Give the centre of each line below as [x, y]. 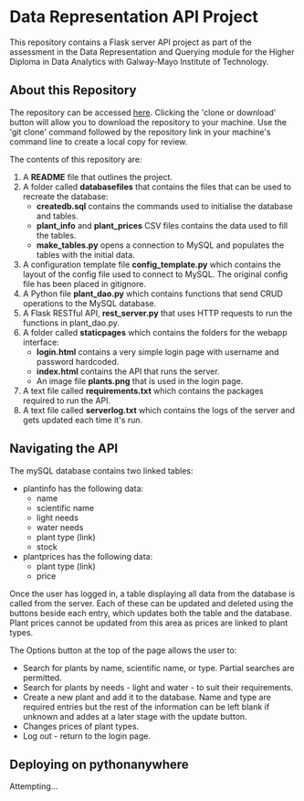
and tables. [58, 216]
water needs [60, 527]
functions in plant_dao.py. [71, 323]
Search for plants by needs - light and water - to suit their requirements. [158, 687]
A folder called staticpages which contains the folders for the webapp [155, 332]
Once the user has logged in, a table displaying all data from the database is [152, 593]
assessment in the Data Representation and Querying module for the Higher [152, 51]
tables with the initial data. [85, 254]
